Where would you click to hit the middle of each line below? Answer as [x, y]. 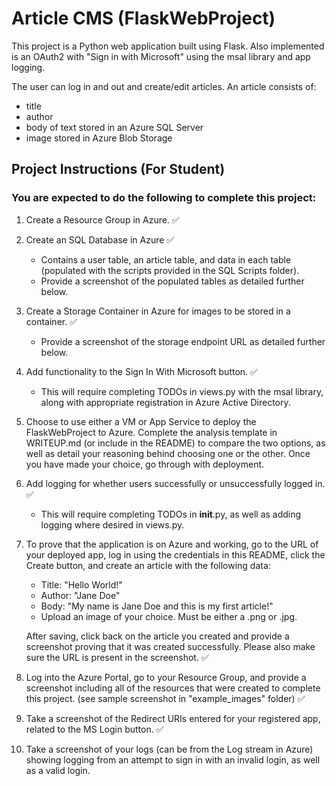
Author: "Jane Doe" [80, 595]
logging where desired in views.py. [112, 524]
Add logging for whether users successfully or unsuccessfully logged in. [175, 483]
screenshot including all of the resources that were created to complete [173, 688]
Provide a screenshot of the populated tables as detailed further [172, 281]
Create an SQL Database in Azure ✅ [100, 239]
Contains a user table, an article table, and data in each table [166, 259]
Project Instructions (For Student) [118, 169]
